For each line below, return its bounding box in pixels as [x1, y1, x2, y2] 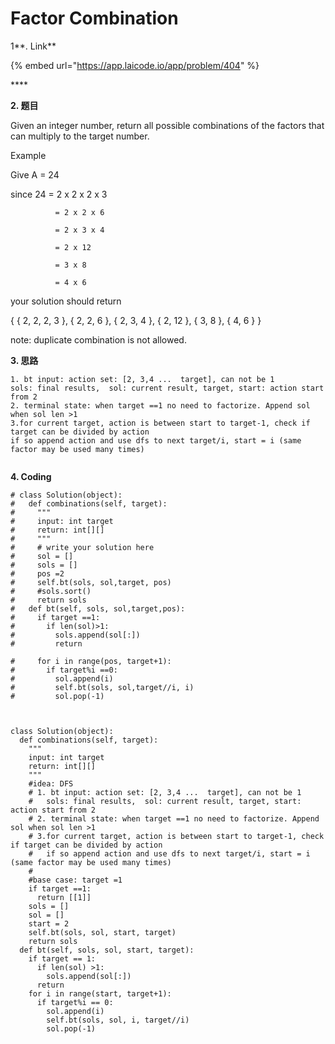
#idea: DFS [28, 778, 74, 789]
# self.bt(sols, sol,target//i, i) [10, 682, 195, 692]
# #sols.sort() [10, 586, 92, 596]
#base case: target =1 [28, 875, 123, 885]
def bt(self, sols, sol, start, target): [19, 945, 195, 955]
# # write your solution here [10, 542, 155, 552]
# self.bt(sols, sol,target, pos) [10, 577, 172, 587]
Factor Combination [10, 7, 179, 30]
